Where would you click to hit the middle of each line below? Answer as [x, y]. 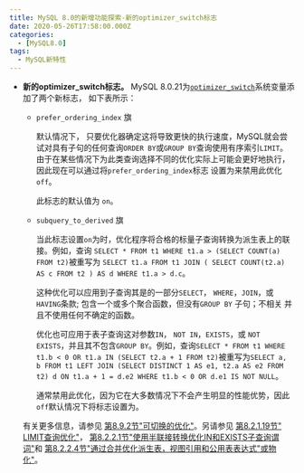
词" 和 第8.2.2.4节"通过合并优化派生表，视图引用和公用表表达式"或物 [149, 448]
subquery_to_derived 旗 [80, 220]
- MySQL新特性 [42, 60]
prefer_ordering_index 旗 [84, 117]
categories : [32, 34]
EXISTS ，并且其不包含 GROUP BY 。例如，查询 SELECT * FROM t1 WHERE [161, 345]
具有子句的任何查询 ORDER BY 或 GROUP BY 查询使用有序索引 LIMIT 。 [170, 147]
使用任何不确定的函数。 [96, 315]
